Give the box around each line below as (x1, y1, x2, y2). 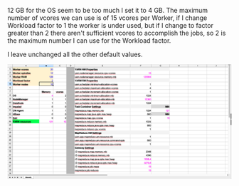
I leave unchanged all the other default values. (7, 50, 143, 58)
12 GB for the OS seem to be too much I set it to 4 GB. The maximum (7, 6, 208, 14)
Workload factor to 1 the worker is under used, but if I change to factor (7, 21, 213, 29)
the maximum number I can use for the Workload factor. (7, 36, 171, 45)
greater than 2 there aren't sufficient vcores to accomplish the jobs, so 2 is (7, 29, 226, 37)
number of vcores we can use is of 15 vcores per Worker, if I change (7, 14, 208, 22)
